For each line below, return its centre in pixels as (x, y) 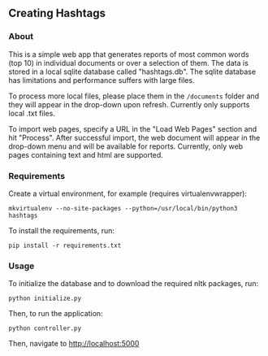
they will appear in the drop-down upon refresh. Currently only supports (129, 104)
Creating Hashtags (57, 13)
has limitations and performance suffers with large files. (102, 80)
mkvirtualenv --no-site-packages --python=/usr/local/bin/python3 (123, 208)
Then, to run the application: (56, 314)
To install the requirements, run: (62, 230)
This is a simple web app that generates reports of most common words (129, 54)
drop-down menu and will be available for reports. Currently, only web (126, 146)
